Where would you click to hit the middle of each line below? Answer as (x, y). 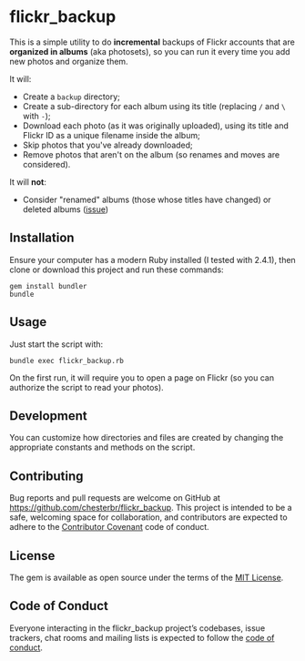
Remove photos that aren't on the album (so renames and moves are (151, 154)
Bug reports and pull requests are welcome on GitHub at (115, 498)
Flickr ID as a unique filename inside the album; (111, 135)
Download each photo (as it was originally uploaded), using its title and (156, 126)
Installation (42, 238)
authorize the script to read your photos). (86, 387)
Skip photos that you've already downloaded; (107, 145)
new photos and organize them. (69, 61)
